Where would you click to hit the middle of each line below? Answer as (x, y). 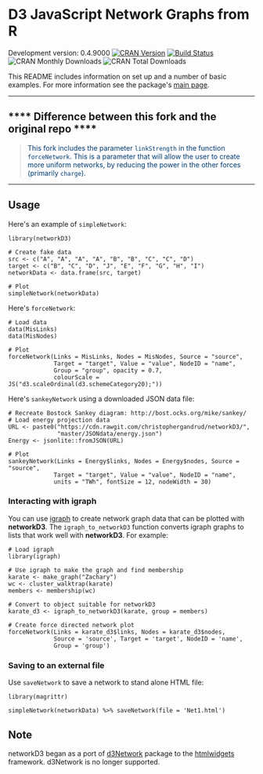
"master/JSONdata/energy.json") (110, 433)
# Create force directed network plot (71, 625)
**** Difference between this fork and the (112, 117)
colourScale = (77, 377)
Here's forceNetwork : (42, 308)
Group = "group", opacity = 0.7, (108, 371)
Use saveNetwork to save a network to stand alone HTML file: (106, 683)
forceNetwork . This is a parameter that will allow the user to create (133, 156)
